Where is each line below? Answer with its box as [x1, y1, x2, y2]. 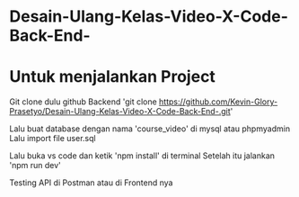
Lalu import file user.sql [9, 133, 96, 144]
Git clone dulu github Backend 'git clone [9, 96, 157, 107]
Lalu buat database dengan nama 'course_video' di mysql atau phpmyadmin [9, 123, 290, 134]
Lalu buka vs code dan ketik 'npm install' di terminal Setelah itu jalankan [9, 150, 276, 161]
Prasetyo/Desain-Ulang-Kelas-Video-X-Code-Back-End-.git [9, 106, 231, 117]
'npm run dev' [9, 160, 61, 171]
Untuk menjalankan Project [9, 67, 215, 87]
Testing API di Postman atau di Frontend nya [9, 177, 173, 188]
